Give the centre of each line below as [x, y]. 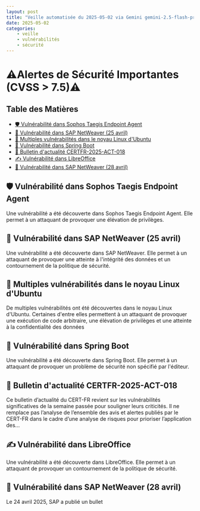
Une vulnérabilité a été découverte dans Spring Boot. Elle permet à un [92, 360]
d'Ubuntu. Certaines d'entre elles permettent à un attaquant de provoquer [97, 314]
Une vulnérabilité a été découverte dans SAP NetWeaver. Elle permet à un [97, 253]
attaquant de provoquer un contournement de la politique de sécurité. [92, 468]
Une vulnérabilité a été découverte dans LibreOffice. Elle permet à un [91, 462]
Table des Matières [42, 109]
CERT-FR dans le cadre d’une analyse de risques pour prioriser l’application [99, 418]
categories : [21, 28]
